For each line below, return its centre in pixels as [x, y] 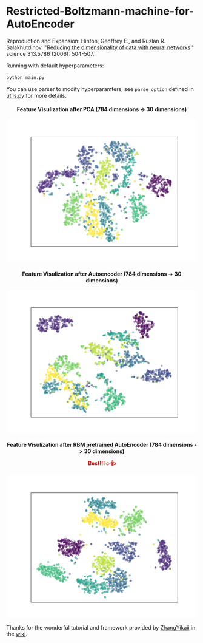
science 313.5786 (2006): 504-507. [50, 53]
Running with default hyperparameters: [55, 66]
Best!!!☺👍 [102, 463]
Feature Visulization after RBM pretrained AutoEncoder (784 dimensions [100, 444]
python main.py [25, 77]
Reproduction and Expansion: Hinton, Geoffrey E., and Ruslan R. [86, 41]
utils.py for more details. [36, 95]
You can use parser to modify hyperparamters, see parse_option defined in [100, 89]
